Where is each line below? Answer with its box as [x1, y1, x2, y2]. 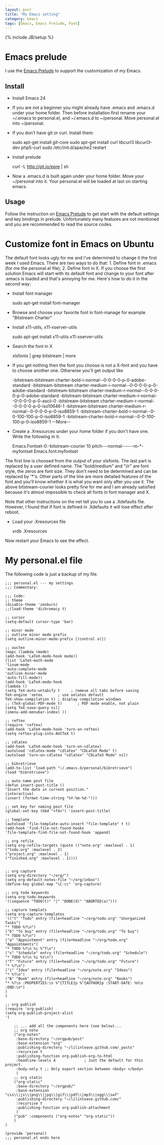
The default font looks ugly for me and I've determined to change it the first [5, 255, 157, 260]
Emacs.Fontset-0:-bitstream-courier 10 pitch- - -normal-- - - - [12, 443, 132, 449]
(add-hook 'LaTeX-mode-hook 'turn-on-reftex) [5, 727, 99, 732]
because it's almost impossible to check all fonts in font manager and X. [5, 489, 150, 495]
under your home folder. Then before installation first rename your [12, 110, 146, 115]
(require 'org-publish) [5, 1006, 54, 1011]
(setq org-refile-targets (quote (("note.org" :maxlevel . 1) [5, 843, 135, 848]
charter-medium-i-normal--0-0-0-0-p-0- [74, 382, 158, 388]
